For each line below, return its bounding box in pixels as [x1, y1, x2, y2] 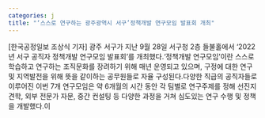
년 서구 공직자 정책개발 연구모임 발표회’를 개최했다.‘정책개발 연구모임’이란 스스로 [8, 51, 255, 61]
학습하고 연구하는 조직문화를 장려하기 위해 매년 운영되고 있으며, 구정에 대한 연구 [8, 61, 253, 71]
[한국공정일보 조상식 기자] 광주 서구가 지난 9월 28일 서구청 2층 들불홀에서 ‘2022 [8, 41, 256, 51]
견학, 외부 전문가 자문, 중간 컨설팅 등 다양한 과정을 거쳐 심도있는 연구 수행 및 [8, 91, 242, 101]
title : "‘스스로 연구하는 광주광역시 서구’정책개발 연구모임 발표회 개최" [8, 19, 215, 27]
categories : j [8, 11, 55, 20]
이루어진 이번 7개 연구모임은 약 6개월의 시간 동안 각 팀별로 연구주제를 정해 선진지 [8, 81, 257, 91]
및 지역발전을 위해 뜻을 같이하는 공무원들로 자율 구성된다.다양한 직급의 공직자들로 [8, 71, 258, 81]
